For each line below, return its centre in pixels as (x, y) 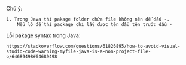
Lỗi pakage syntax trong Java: (43, 35)
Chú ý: (14, 9)
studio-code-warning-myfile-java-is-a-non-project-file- (79, 51)
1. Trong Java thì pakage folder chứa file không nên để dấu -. (88, 19)
